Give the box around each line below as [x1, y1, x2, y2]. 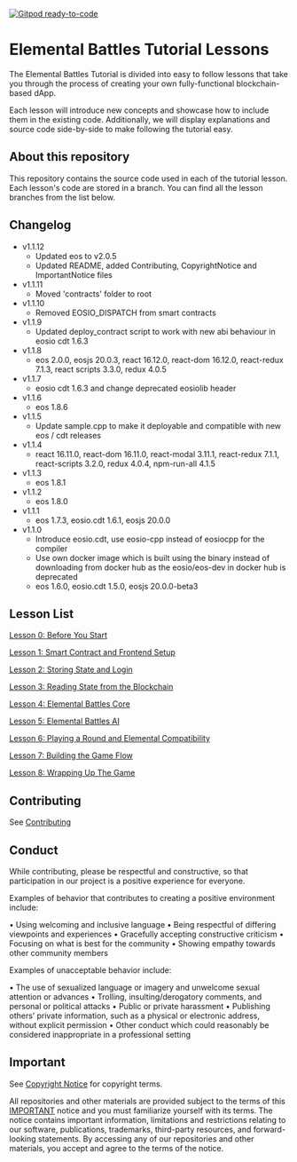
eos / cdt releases [35, 430, 102, 440]
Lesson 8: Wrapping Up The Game [9, 768, 136, 779]
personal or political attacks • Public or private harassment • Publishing [9, 1001, 270, 1011]
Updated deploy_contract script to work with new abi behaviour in [35, 326, 277, 336]
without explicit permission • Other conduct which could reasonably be [9, 1020, 270, 1030]
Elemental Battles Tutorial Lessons [9, 40, 270, 59]
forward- [253, 1124, 286, 1134]
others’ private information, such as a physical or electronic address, [9, 1010, 260, 1021]
